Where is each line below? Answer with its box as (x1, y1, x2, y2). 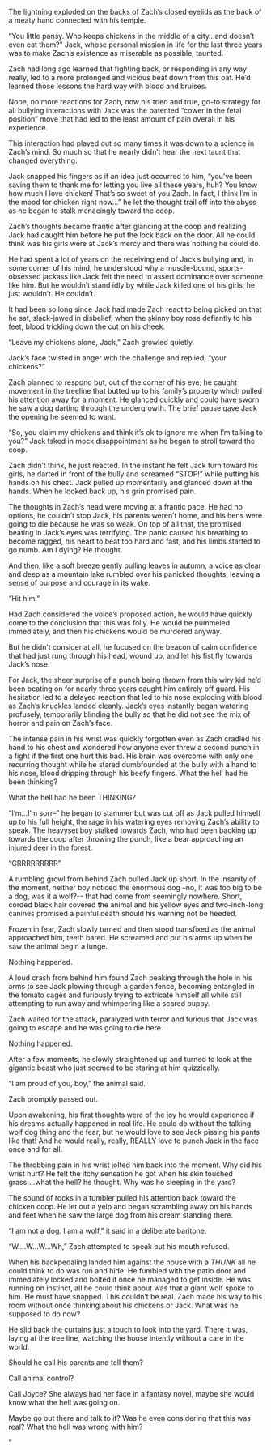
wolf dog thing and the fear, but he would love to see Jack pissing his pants (8, 1128, 260, 1137)
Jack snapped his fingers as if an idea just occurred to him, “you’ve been (8, 172, 252, 181)
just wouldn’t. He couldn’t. (8, 289, 95, 298)
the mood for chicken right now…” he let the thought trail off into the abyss (8, 198, 256, 207)
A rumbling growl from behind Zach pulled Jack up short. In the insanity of (8, 874, 256, 884)
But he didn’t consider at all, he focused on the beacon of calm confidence (8, 642, 257, 651)
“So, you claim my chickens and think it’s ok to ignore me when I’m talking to (8, 428, 263, 437)
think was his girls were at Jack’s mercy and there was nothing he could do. (8, 239, 261, 248)
